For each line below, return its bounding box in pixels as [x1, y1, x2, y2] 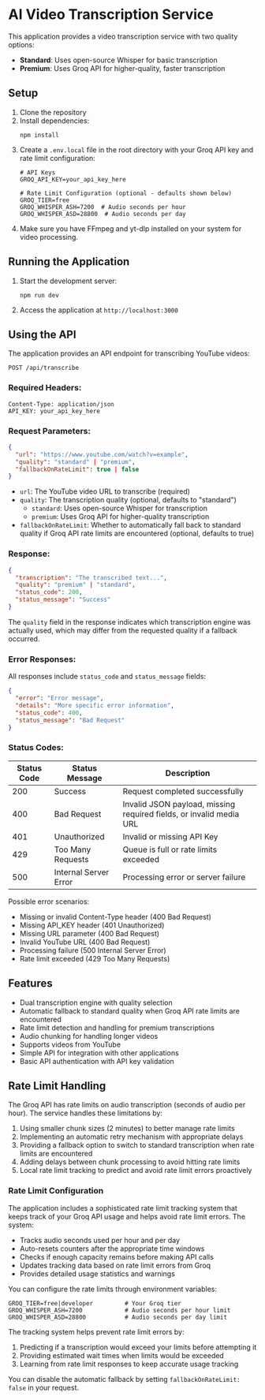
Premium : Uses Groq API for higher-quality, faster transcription [19, 63, 226, 73]
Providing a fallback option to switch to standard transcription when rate [19, 1141, 255, 1150]
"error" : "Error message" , [15, 694, 104, 703]
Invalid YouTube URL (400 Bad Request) [19, 937, 151, 946]
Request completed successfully [122, 786, 244, 797]
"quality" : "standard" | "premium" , [15, 457, 136, 466]
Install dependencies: [19, 116, 90, 125]
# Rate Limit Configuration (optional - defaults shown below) [19, 189, 233, 197]
